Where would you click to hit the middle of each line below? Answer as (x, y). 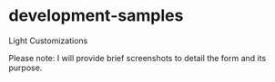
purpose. (25, 68)
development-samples (96, 16)
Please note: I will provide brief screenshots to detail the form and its (137, 58)
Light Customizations (48, 41)
